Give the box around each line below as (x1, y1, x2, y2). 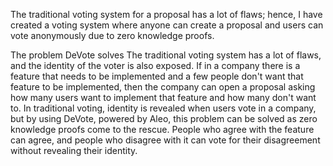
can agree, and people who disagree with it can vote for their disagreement (10, 134, 321, 146)
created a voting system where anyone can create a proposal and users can (10, 19, 324, 31)
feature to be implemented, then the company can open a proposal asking (10, 81, 316, 93)
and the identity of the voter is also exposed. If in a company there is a (10, 60, 301, 71)
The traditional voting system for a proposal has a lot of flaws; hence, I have (10, 9, 323, 20)
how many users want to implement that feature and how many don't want (10, 92, 317, 103)
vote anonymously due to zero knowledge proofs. (10, 30, 215, 41)
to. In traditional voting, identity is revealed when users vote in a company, (10, 102, 317, 114)
